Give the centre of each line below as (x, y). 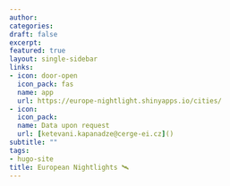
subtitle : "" (34, 142)
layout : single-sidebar (54, 59)
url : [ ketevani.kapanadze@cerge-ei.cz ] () (96, 134)
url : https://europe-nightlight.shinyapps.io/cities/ (119, 101)
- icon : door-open (43, 76)
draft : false (34, 34)
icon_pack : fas (46, 84)
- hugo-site (31, 159)
